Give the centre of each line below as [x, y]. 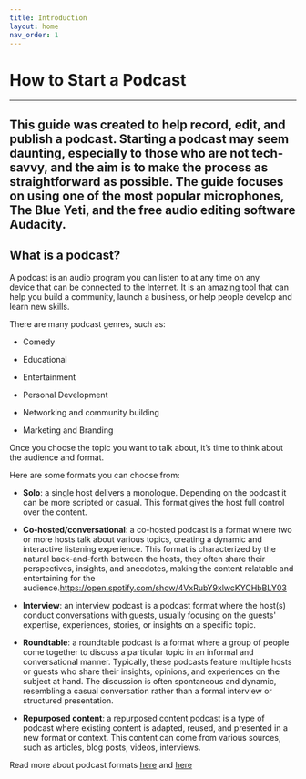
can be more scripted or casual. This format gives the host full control [153, 502]
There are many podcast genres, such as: [87, 323]
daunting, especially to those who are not [129, 153]
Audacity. [38, 224]
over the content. [55, 512]
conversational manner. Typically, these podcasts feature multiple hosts [157, 661]
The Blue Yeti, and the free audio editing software [153, 210]
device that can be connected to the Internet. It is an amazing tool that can [149, 287]
